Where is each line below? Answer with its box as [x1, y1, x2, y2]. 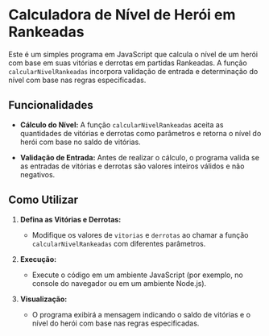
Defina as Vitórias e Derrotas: [19, 214, 122, 224]
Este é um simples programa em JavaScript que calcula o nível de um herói [8, 49, 259, 59]
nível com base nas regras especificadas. [8, 75, 147, 85]
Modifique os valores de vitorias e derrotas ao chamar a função [31, 230, 249, 239]
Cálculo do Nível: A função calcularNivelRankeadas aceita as [19, 119, 224, 130]
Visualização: [19, 294, 68, 304]
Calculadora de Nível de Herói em [8, 6, 236, 24]
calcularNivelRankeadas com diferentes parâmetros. [31, 239, 206, 248]
